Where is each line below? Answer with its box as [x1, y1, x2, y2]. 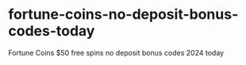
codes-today [8, 22, 95, 40]
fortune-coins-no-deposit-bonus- [8, 5, 239, 23]
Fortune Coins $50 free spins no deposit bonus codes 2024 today [8, 48, 225, 57]
